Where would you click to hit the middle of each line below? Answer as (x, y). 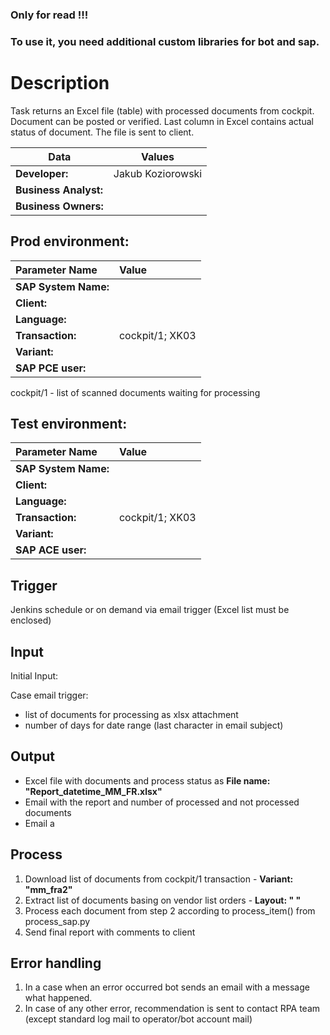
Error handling (56, 963)
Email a (39, 823)
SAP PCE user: (51, 368)
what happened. (58, 998)
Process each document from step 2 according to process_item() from (170, 910)
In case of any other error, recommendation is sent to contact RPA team (172, 1009)
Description (60, 83)
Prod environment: (70, 241)
